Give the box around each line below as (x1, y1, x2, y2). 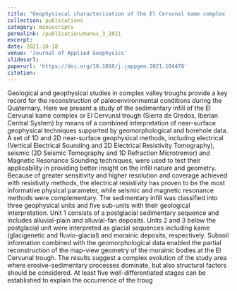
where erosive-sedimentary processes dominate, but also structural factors (7, 261, 227, 269)
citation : (7, 69, 37, 76)
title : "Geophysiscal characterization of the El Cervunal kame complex (7, 10, 226, 18)
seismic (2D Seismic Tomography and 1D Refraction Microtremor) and (7, 149, 210, 157)
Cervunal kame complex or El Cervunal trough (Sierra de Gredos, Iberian (7, 111, 219, 120)
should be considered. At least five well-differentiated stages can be (7, 268, 206, 277)
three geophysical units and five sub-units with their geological (7, 201, 190, 209)
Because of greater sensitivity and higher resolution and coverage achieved (7, 171, 228, 180)
